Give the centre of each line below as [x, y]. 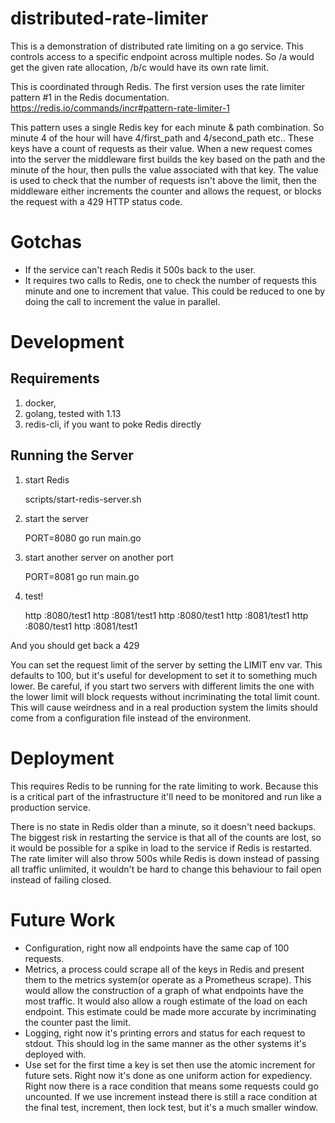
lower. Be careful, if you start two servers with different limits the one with [162, 686]
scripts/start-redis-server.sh [83, 499]
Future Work [63, 919]
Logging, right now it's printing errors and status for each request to [165, 1033]
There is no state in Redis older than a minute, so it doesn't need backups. [163, 826]
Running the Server [72, 455]
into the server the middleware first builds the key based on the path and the [168, 159]
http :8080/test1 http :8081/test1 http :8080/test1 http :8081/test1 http [166, 615]
